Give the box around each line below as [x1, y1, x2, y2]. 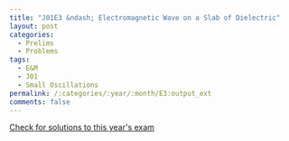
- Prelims [17, 38, 54, 48]
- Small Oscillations [17, 80, 99, 89]
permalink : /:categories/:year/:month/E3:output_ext [9, 89, 212, 98]
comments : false [9, 97, 70, 107]
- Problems [17, 47, 59, 56]
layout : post [9, 22, 59, 31]
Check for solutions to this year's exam [9, 122, 155, 133]
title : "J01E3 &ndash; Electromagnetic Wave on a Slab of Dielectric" [9, 13, 281, 23]
